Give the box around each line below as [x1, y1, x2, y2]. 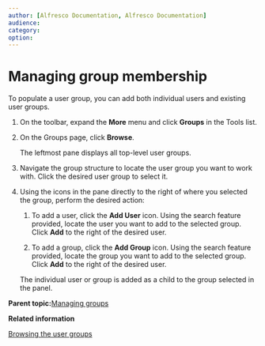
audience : [8, 19, 41, 27]
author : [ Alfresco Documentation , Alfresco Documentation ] [8, 11, 207, 20]
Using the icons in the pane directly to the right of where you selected [19, 187, 248, 197]
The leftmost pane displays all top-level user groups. [19, 148, 191, 158]
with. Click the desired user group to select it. [19, 171, 168, 182]
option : [8, 33, 34, 42]
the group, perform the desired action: [19, 195, 145, 205]
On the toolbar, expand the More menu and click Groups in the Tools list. [19, 118, 257, 127]
